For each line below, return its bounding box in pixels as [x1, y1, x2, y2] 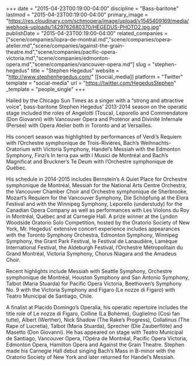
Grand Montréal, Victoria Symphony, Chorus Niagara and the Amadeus [6, 250, 177, 257]
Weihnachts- [140, 140, 171, 146]
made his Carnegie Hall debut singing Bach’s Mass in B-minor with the [6, 347, 176, 354]
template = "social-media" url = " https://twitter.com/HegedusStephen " [6, 80, 177, 87]
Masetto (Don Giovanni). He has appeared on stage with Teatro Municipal [6, 329, 183, 336]
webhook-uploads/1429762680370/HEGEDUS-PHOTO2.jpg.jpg [6, 23, 159, 30]
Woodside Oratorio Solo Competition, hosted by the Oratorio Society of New [6, 219, 190, 226]
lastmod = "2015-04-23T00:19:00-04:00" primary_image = [6, 11, 148, 18]
